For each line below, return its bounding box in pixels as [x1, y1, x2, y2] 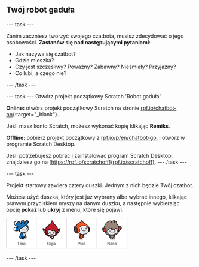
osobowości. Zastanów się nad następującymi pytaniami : [6, 38, 151, 46]
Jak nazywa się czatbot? [14, 50, 76, 58]
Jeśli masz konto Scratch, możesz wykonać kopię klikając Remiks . [6, 122, 170, 130]
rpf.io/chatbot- [140, 104, 177, 112]
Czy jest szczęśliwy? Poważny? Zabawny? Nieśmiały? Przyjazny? [14, 63, 176, 70]
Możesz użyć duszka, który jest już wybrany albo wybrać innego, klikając [6, 193, 187, 200]
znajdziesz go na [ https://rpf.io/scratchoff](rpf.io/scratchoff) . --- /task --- [6, 158, 187, 166]
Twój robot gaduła [6, 5, 75, 15]
